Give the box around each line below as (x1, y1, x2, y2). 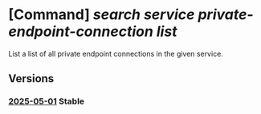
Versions (8, 72, 55, 85)
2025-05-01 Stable (8, 96, 85, 107)
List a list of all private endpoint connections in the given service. (8, 49, 223, 58)
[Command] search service (8, 6, 195, 24)
